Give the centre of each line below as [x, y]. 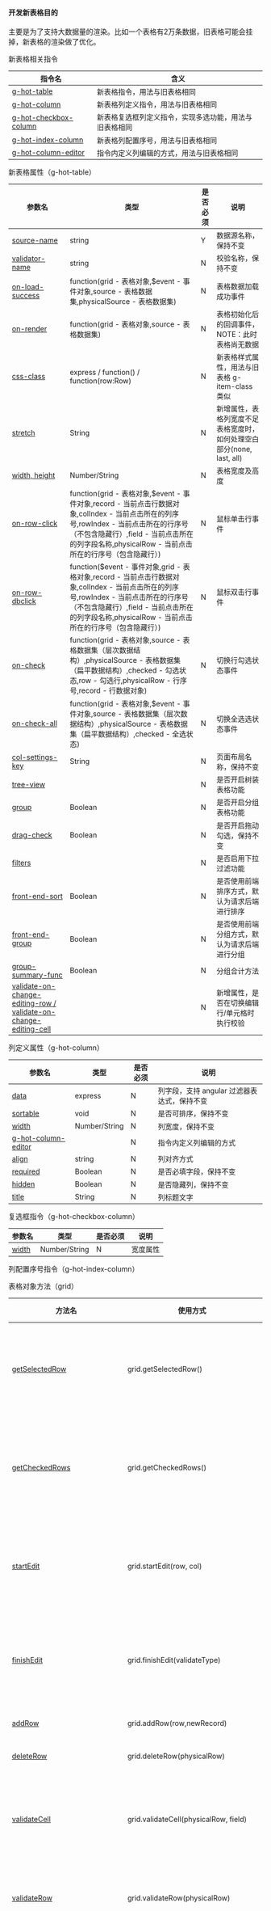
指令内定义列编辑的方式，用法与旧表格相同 [167, 153]
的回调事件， [238, 324]
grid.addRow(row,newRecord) [177, 1723]
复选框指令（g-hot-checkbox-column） [74, 1217]
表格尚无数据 [238, 344]
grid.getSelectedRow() [165, 1369]
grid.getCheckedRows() [167, 1468]
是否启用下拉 [238, 858]
